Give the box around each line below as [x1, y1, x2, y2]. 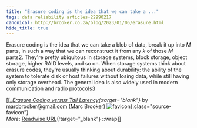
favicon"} [6, 109, 29, 116]
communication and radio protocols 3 [6, 85, 96, 92]
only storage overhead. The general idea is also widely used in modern [6, 79, 178, 86]
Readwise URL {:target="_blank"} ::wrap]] [21, 116, 122, 123]
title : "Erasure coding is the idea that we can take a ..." [6, 8, 159, 15]
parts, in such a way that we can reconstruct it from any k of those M [6, 48, 173, 55]
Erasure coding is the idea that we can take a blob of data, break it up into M [6, 41, 191, 48]
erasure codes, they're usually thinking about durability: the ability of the [6, 66, 182, 74]
